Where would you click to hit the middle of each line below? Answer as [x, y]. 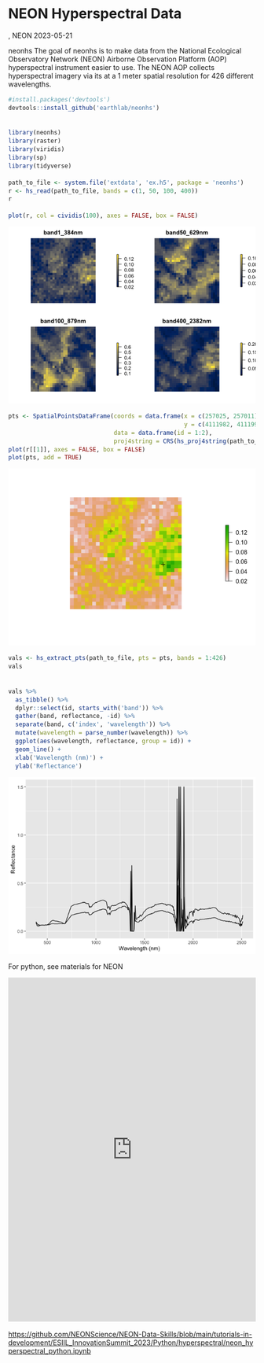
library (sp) [27, 158]
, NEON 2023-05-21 [40, 35]
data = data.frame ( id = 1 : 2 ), [163, 433]
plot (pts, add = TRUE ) [45, 458]
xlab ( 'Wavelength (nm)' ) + [59, 757]
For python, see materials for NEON [66, 966]
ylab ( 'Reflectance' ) [49, 766]
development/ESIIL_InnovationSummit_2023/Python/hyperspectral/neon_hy [131, 1343]
